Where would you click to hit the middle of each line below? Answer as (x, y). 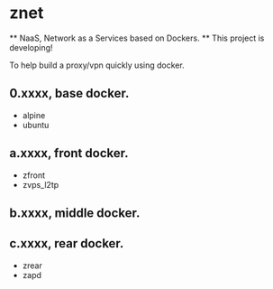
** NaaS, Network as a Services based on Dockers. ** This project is (137, 38)
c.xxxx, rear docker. (67, 243)
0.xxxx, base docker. (69, 93)
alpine (34, 115)
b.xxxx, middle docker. (75, 213)
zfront (33, 175)
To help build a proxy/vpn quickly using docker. (97, 65)
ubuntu (36, 125)
